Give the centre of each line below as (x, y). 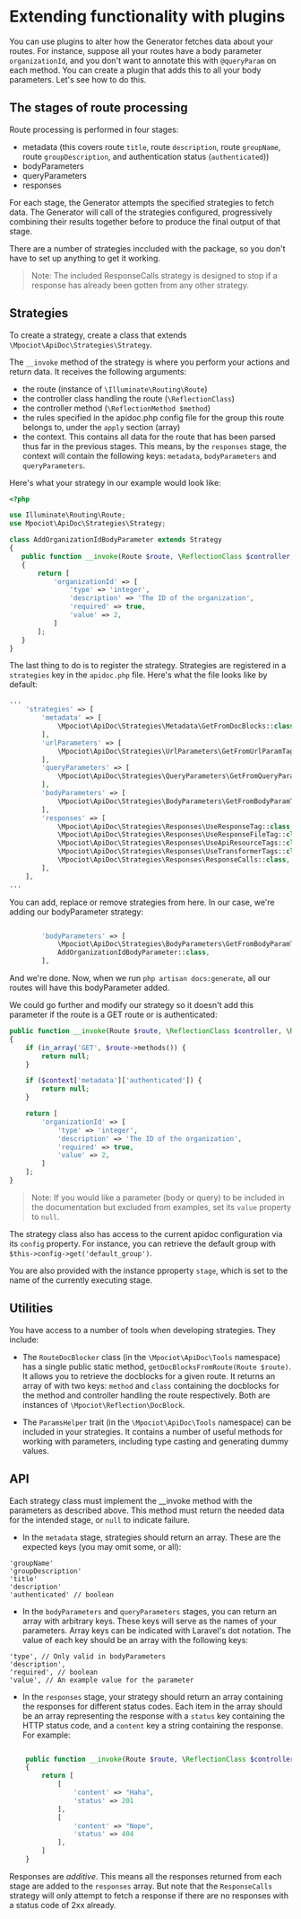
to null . (45, 1216)
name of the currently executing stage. (81, 1280)
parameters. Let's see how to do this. (78, 79)
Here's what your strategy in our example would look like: (115, 482)
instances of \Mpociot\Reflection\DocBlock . (103, 1404)
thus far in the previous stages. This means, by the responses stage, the (154, 446)
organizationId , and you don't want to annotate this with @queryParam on (143, 60)
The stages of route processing (99, 108)
